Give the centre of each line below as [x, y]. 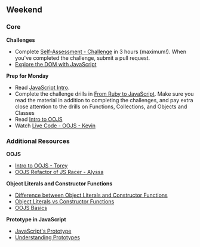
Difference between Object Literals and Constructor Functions [91, 195]
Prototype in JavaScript [36, 219]
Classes [24, 112]
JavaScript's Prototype [43, 231]
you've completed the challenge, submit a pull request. [82, 58]
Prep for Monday [27, 76]
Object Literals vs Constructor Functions [64, 201]
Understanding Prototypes [47, 237]
